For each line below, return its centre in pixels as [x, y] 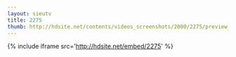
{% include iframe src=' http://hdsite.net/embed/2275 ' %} [90, 47]
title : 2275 [25, 20]
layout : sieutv [29, 14]
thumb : [17, 26]
